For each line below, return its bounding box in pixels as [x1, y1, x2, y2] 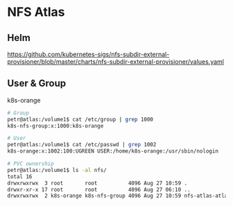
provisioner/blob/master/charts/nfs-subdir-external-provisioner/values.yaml [7, 58, 224, 66]
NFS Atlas [7, 4, 65, 20]
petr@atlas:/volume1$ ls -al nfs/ [7, 166, 107, 173]
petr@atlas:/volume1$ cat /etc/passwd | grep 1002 [7, 141, 157, 148]
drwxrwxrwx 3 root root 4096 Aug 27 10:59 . [7, 180, 188, 187]
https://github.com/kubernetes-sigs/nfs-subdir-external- [7, 50, 170, 58]
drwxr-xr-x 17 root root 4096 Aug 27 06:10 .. [7, 186, 191, 193]
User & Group [7, 78, 67, 89]
